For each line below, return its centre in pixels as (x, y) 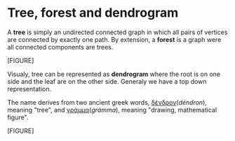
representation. (29, 89)
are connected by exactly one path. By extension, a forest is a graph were (114, 39)
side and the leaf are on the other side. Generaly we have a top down (107, 81)
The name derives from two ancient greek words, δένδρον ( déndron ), (107, 102)
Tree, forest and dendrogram (93, 13)
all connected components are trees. (60, 47)
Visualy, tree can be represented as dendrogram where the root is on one (114, 74)
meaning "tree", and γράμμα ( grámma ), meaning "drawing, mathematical (112, 110)
